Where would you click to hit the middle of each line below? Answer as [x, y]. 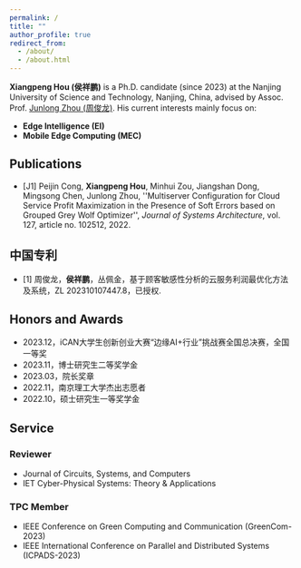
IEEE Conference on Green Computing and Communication [132, 526]
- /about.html [44, 60]
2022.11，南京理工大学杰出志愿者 [84, 387]
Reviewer [30, 454]
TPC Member [39, 507]
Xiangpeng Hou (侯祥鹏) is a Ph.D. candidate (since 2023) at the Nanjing [146, 87]
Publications [46, 164]
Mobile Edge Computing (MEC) [82, 136]
